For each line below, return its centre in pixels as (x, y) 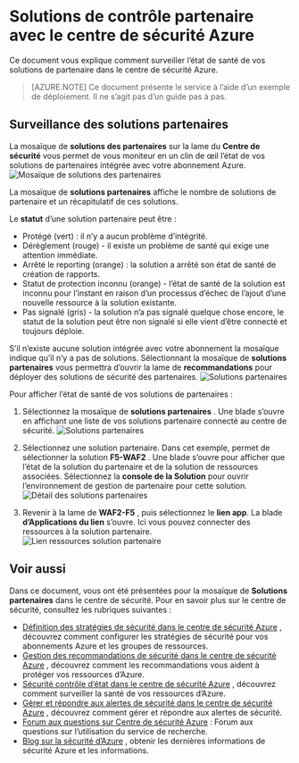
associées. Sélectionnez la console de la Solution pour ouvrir (135, 476)
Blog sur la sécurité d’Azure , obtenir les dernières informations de (144, 741)
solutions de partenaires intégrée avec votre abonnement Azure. (128, 165)
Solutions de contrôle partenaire (132, 17)
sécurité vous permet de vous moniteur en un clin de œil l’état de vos (137, 155)
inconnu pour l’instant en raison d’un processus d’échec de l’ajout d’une (154, 293)
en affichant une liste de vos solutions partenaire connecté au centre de (154, 421)
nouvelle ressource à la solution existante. (99, 302)
